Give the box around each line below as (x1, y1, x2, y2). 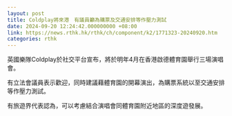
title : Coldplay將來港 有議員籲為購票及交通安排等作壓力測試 (7, 16, 167, 23)
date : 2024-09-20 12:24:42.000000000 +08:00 (7, 23, 137, 30)
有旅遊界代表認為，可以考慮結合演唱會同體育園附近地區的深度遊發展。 (7, 102, 207, 110)
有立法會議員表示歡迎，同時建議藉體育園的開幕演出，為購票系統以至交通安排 (7, 78, 225, 86)
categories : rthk (7, 36, 57, 43)
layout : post (7, 10, 45, 17)
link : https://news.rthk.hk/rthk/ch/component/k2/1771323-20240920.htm (7, 29, 217, 36)
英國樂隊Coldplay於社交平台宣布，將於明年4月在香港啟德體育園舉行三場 (7, 56, 212, 64)
